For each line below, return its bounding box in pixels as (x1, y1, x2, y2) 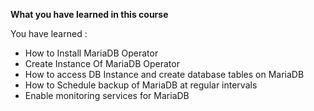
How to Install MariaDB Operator (24, 47, 159, 59)
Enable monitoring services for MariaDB (24, 90, 190, 101)
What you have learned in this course (10, 9, 169, 20)
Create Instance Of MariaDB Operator (24, 58, 180, 69)
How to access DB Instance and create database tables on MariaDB (24, 69, 305, 80)
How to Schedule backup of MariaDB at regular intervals (24, 79, 258, 91)
